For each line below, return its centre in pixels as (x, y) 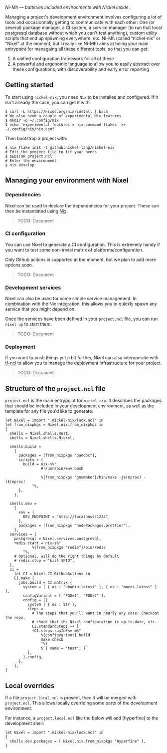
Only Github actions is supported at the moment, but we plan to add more (81, 260)
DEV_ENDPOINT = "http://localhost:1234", (67, 517)
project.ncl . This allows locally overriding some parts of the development (81, 703)
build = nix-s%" (40, 464)
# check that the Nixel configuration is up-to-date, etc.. (95, 622)
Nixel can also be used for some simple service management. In (71, 299)
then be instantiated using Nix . (37, 211)
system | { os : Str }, (52, 605)
